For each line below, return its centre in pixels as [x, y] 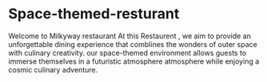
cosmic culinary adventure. [53, 69]
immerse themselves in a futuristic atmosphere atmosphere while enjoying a [134, 61]
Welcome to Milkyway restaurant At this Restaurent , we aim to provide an [130, 36]
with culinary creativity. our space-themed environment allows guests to [128, 53]
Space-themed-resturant [94, 14]
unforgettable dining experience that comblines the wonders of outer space [133, 44]
